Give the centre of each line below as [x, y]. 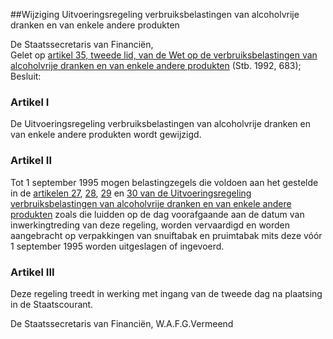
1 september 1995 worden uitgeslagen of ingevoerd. [117, 246]
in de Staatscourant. [52, 304]
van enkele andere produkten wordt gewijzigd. [106, 135]
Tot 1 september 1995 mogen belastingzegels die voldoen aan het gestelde [164, 182]
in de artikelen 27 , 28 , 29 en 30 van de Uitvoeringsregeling [131, 193]
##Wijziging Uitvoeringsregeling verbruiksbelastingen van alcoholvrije [155, 14]
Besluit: [26, 76]
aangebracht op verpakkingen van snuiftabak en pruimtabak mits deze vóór [166, 235]
